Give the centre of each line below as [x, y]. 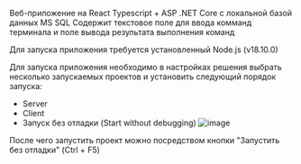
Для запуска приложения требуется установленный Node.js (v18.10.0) [144, 50]
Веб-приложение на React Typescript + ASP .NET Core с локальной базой [151, 13]
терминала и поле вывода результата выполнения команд [122, 32]
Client [33, 113]
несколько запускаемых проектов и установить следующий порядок [143, 77]
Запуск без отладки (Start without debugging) [109, 123]
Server [35, 104]
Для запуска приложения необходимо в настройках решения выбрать [146, 67]
